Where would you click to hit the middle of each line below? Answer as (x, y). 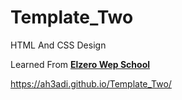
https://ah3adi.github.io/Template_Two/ (91, 83)
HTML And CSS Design (58, 45)
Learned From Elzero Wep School (80, 64)
